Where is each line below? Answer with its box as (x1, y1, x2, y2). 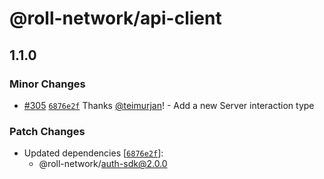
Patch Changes (9, 124, 86, 138)
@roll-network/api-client (9, 7, 222, 30)
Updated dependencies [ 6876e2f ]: (23, 147, 164, 159)
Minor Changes (9, 77, 86, 91)
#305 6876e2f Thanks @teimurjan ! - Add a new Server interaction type (23, 99, 315, 111)
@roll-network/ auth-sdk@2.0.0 (38, 158, 168, 170)
